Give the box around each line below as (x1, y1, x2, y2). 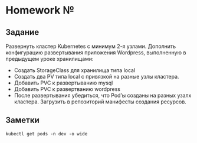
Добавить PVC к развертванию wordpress (14, 86, 120, 92)
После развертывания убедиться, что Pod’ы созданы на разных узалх (14, 92, 192, 99)
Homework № (5, 4, 75, 17)
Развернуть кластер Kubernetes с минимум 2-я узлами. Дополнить (5, 43, 176, 50)
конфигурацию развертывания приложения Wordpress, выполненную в (5, 49, 186, 56)
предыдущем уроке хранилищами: (5, 56, 94, 62)
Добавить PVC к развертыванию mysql (14, 79, 113, 86)
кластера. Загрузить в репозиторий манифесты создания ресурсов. (14, 98, 186, 105)
